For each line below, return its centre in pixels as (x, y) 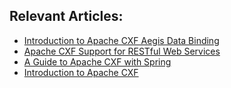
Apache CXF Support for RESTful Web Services (122, 51)
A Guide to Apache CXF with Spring (97, 61)
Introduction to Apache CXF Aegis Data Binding (121, 40)
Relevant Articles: (66, 16)
